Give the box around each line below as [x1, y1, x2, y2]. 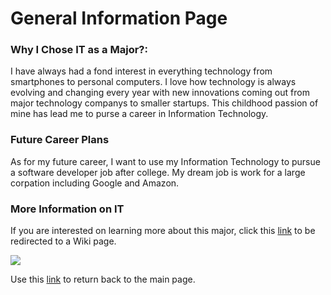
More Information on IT [10, 202, 125, 216]
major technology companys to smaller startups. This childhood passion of [10, 97, 319, 109]
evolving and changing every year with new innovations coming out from [10, 87, 310, 99]
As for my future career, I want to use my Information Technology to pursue [10, 155, 321, 167]
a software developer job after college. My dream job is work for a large [10, 166, 306, 178]
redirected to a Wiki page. [10, 235, 117, 247]
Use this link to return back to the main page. [10, 273, 196, 286]
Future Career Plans [10, 133, 110, 147]
